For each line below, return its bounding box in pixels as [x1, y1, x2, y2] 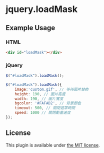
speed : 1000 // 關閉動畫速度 [14, 110, 71, 115]
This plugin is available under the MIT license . [5, 142, 100, 148]
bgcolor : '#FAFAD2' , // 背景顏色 [14, 101, 81, 106]
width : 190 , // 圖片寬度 [14, 96, 63, 101]
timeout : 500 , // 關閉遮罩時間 [14, 105, 75, 111]
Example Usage [5, 24, 55, 32]
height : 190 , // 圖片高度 [14, 91, 65, 96]
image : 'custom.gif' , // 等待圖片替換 [14, 87, 89, 92]
